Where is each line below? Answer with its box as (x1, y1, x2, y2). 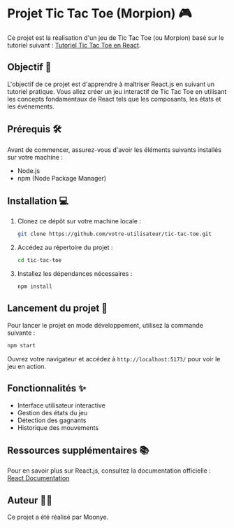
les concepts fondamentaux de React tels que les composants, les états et (7, 95, 221, 103)
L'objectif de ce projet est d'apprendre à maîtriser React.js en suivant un (7, 80, 215, 88)
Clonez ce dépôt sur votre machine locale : (17, 217, 142, 225)
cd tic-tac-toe (17, 257, 62, 264)
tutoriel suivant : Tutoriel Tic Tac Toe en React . (7, 41, 141, 49)
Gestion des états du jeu (17, 408, 88, 417)
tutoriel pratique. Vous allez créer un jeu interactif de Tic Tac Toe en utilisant (7, 87, 227, 95)
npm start (7, 342, 36, 349)
